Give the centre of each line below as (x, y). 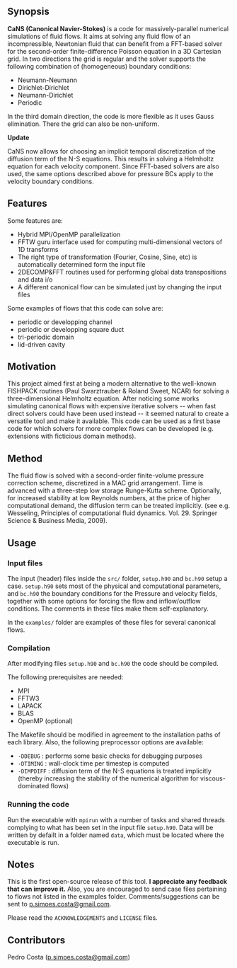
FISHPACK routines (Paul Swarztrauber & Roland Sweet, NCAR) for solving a (118, 391)
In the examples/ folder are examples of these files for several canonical (111, 622)
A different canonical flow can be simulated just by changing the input (120, 287)
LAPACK (30, 706)
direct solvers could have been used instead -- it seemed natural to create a (118, 414)
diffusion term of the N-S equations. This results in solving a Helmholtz (111, 159)
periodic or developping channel (65, 322)
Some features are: (35, 220)
